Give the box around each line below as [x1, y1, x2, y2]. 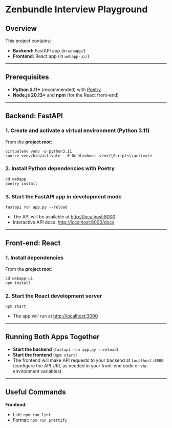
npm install [5, 280, 31, 286]
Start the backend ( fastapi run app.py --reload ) [12, 346, 119, 352]
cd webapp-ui [5, 276, 33, 281]
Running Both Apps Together [5, 332, 100, 341]
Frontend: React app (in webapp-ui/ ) [12, 53, 90, 59]
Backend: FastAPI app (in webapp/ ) [12, 48, 86, 53]
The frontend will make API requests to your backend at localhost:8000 [12, 357, 164, 363]
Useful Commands [5, 388, 66, 397]
